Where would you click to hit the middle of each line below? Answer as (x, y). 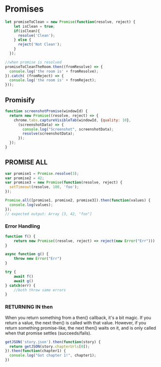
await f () (24, 276)
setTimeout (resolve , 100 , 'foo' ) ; (44, 187)
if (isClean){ (27, 31)
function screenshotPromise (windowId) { (47, 111)
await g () (24, 281)
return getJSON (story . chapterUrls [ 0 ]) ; (50, 346)
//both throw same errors (40, 290)
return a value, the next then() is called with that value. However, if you (76, 323)
